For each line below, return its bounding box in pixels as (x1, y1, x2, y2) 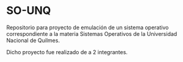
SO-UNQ (6, 4, 51, 18)
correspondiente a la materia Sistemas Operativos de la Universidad (6, 30, 178, 37)
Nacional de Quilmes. (6, 36, 60, 44)
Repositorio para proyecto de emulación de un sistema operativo (6, 24, 169, 31)
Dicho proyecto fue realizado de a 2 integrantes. (6, 48, 128, 55)
